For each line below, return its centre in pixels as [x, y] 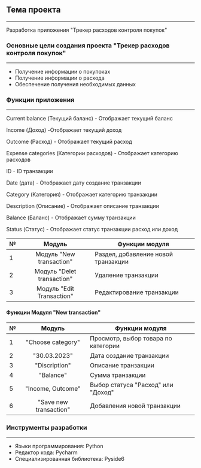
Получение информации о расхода [60, 78]
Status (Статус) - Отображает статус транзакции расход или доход [92, 230]
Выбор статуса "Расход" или [131, 385]
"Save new [53, 402]
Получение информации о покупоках [63, 72]
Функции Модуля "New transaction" [54, 312]
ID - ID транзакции [30, 171]
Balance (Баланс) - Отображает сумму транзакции [71, 218]
